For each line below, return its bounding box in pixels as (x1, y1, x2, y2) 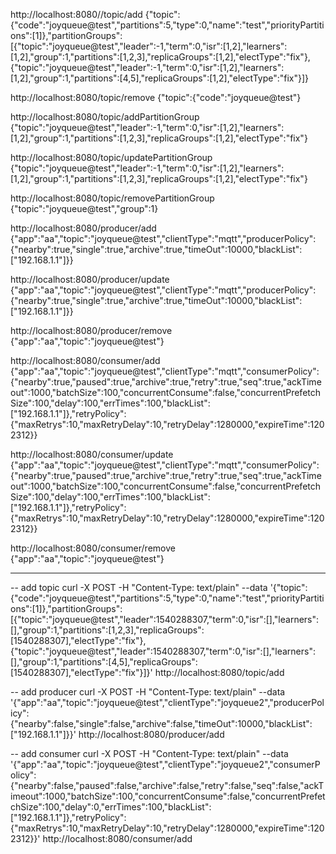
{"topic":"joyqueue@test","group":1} (10, 203, 159, 214)
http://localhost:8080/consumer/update (10, 449, 174, 460)
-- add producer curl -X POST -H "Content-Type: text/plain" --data (10, 686, 286, 698)
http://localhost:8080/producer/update (10, 274, 170, 285)
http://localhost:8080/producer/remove (10, 325, 173, 336)
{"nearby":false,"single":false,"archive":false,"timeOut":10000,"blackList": (10, 718, 313, 729)
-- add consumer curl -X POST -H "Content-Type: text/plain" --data (10, 748, 289, 759)
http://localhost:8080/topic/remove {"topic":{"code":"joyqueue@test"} (10, 92, 302, 103)
